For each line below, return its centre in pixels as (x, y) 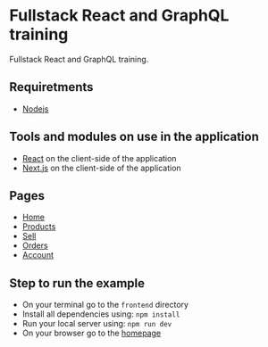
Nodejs (35, 109)
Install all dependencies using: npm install (101, 314)
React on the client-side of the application (99, 158)
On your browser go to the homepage (92, 333)
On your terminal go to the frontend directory (105, 305)
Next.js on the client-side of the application (101, 168)
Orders (35, 245)
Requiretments (51, 87)
